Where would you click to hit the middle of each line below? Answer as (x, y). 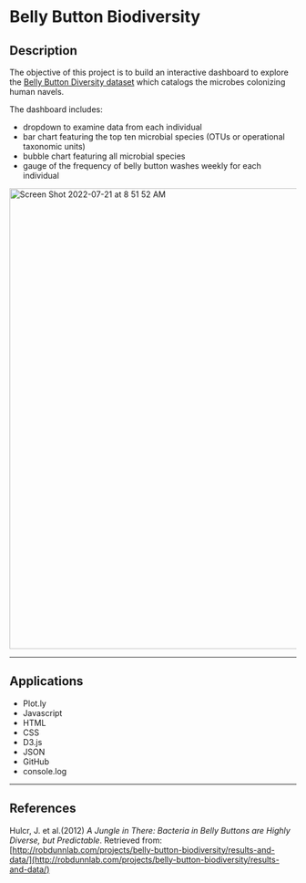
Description (43, 51)
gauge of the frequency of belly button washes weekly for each (142, 166)
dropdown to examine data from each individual (112, 127)
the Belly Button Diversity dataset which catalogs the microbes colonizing (148, 82)
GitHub (36, 761)
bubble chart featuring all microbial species (104, 156)
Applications (46, 681)
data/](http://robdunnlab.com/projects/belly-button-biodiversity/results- (144, 859)
